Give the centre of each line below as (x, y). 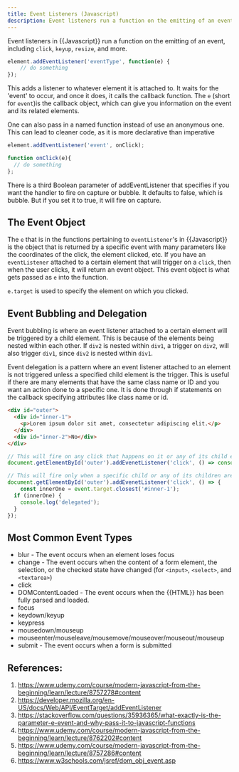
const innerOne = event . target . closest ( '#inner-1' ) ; (100, 489)
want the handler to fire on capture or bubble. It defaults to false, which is (115, 192)
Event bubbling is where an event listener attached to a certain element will (117, 331)
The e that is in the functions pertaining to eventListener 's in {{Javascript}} (117, 240)
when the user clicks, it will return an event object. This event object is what (118, 270)
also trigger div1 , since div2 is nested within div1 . (80, 354)
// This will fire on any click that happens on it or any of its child (117, 456)
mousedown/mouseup (51, 630)
